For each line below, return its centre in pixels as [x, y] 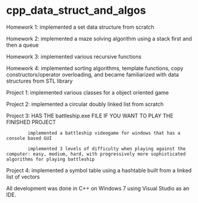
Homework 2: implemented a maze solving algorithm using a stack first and [99, 38]
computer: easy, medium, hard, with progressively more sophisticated [96, 154]
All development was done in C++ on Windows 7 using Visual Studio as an [98, 188]
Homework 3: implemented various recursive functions [74, 56]
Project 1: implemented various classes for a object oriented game [88, 92]
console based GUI [29, 138]
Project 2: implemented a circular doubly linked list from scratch [85, 104]
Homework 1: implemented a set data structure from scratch [80, 27]
